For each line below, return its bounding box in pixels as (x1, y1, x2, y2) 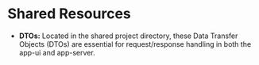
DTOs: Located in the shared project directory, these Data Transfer (18, 31, 238, 40)
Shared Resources (7, 5, 132, 23)
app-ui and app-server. (18, 48, 96, 57)
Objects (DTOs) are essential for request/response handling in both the (18, 39, 252, 48)
